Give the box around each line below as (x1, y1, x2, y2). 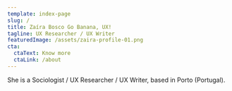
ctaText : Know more (13, 50, 71, 57)
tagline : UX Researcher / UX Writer (7, 30, 115, 37)
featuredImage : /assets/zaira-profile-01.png (7, 37, 143, 44)
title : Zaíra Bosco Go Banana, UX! (7, 23, 112, 30)
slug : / (7, 17, 30, 24)
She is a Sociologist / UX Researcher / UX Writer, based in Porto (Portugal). (7, 75, 226, 84)
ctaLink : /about (13, 56, 61, 63)
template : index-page (7, 10, 71, 18)
